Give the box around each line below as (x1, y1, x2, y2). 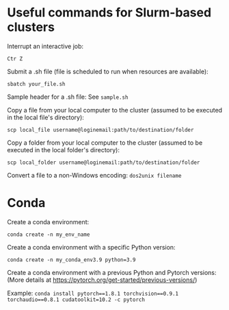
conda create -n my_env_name (7, 231, 90, 238)
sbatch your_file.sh (7, 80, 66, 87)
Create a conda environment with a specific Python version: (7, 243, 176, 251)
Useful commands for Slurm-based (7, 5, 212, 21)
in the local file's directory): (7, 113, 84, 121)
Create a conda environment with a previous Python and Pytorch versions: (7, 268, 217, 276)
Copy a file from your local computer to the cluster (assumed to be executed (7, 106, 223, 114)
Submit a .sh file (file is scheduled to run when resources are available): (7, 67, 208, 75)
